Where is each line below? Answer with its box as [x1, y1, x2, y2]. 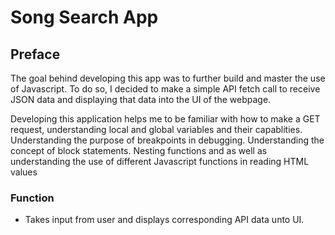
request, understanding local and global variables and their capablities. [10, 124, 303, 135]
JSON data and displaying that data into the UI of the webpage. [10, 94, 272, 105]
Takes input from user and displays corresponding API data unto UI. [24, 214, 305, 226]
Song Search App [10, 6, 159, 29]
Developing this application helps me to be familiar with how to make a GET [10, 113, 321, 125]
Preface [10, 46, 61, 63]
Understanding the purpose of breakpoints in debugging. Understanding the [10, 134, 325, 146]
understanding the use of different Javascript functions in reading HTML [10, 156, 310, 167]
